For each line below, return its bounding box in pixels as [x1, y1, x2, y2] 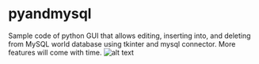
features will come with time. [8, 47, 102, 57]
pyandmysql [8, 5, 92, 23]
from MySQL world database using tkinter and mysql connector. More [8, 39, 236, 48]
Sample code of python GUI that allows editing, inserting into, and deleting [8, 31, 251, 40]
